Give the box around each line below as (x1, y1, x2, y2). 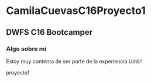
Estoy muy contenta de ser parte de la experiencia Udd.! (6, 58, 142, 65)
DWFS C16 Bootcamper (6, 27, 93, 37)
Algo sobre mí (6, 45, 47, 53)
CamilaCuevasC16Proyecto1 (6, 4, 146, 17)
